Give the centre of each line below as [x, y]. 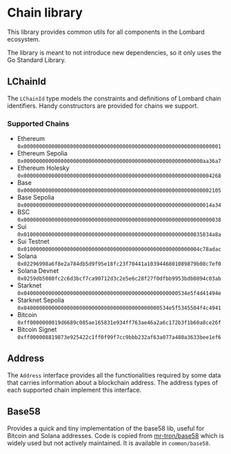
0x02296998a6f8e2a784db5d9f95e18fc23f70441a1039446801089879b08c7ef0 [119, 264]
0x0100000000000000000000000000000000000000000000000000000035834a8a [119, 235]
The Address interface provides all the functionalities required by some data [114, 375]
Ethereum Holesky [43, 168]
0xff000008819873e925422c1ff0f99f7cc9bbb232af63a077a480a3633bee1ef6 [119, 338]
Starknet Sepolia [41, 300]
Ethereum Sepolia [42, 153]
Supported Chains [38, 124]
